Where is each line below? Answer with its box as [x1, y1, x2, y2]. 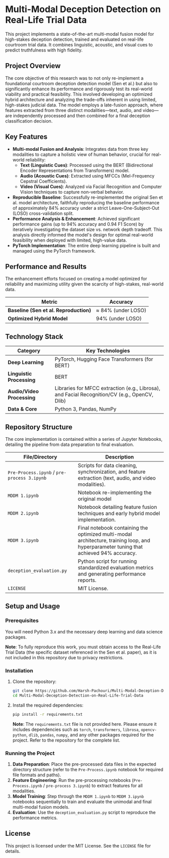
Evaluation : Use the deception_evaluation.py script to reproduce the [12, 809, 156, 815]
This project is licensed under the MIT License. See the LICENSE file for [5, 842, 151, 848]
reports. [77, 577, 97, 584]
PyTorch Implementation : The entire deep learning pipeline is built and [12, 242, 160, 248]
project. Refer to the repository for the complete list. [12, 737, 121, 743]
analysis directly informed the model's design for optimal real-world [12, 232, 153, 238]
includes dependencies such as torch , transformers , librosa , [12, 726, 140, 732]
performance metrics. [12, 815, 58, 821]
